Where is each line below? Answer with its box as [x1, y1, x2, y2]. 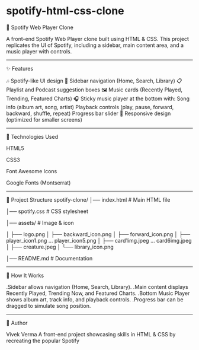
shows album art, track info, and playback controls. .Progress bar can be [6, 295, 184, 303]
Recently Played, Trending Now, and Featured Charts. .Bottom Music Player [6, 289, 190, 297]
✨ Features [6, 65, 34, 72]
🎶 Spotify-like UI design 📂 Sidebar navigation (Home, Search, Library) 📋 [6, 77, 182, 84]
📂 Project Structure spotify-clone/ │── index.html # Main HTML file [6, 196, 171, 203]
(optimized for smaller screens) [6, 116, 83, 123]
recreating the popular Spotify [6, 337, 80, 344]
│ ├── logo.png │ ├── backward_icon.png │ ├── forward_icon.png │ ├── [6, 230, 191, 238]
